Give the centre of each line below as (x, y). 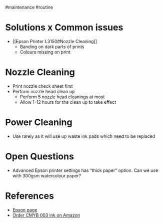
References (29, 196)
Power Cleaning (39, 123)
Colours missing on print (45, 52)
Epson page (25, 209)
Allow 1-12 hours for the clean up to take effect (68, 102)
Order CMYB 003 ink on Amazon (46, 215)
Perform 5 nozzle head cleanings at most (62, 97)
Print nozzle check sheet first (43, 86)
